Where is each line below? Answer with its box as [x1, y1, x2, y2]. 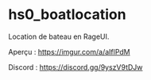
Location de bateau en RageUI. [8, 32, 110, 41]
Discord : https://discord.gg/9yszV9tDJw [8, 62, 143, 72]
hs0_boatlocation [8, 6, 126, 24]
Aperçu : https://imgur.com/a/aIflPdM [8, 47, 130, 56]
